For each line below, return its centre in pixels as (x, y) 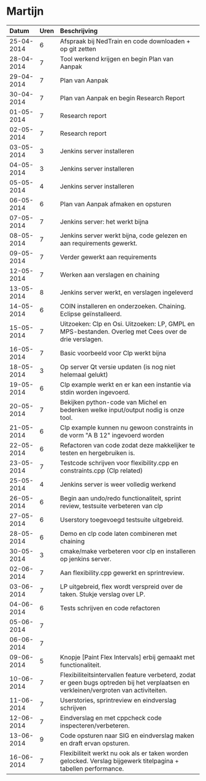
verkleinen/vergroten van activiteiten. (114, 690)
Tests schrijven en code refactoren (110, 608)
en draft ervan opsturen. (95, 743)
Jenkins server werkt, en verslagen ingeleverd (127, 292)
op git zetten (78, 49)
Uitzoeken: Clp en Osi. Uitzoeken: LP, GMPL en (128, 324)
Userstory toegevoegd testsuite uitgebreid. (122, 519)
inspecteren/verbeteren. (95, 725)
